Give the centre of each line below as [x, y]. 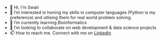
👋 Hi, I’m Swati [24, 7]
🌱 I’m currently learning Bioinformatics [48, 22]
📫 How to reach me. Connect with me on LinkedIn [60, 33]
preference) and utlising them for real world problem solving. [71, 17]
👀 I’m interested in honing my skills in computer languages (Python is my [82, 12]
